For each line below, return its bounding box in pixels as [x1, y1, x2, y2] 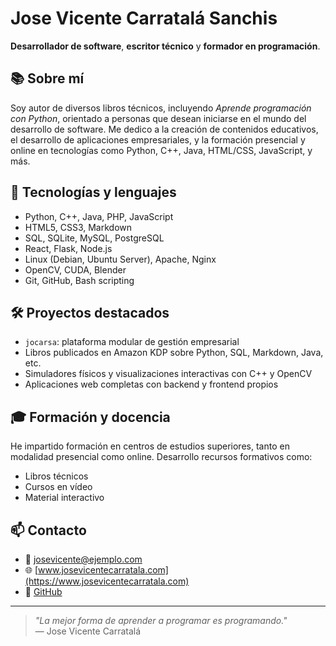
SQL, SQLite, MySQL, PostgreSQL [24, 232, 165, 244]
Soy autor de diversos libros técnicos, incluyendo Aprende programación [10, 102, 312, 114]
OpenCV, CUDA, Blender [24, 263, 127, 276]
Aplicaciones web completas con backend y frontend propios [24, 378, 279, 391]
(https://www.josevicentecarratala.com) [24, 575, 190, 587]
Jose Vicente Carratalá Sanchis [10, 7, 278, 30]
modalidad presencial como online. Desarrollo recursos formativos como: [10, 451, 313, 463]
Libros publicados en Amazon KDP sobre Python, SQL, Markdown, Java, [24, 347, 324, 359]
